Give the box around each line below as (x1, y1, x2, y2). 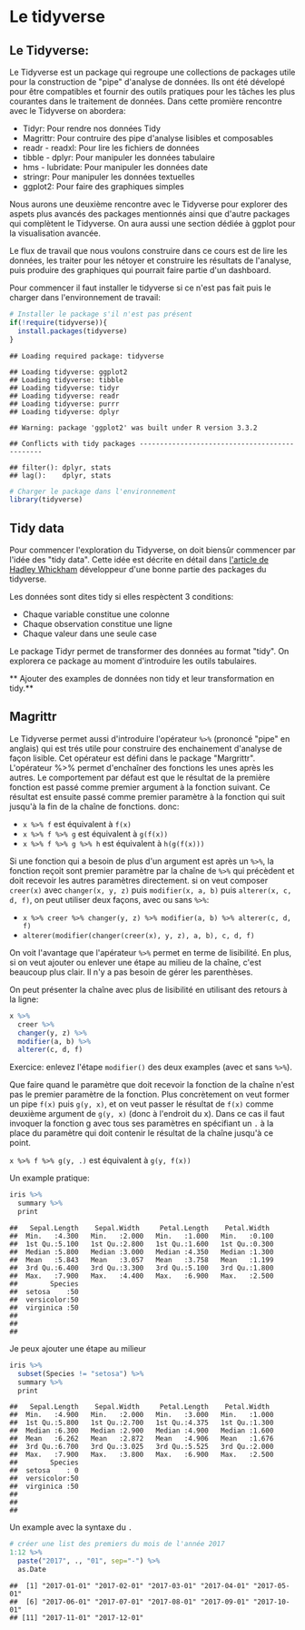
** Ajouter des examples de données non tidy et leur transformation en (9, 673, 275, 684)
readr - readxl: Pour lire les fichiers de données (22, 143, 200, 153)
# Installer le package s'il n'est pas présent (9, 309, 193, 319)
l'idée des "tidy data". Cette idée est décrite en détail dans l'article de (9, 554, 270, 565)
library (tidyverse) (9, 495, 84, 504)
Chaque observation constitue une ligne (22, 619, 172, 630)
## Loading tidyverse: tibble (9, 375, 124, 384)
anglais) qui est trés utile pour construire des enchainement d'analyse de (9, 743, 283, 754)
